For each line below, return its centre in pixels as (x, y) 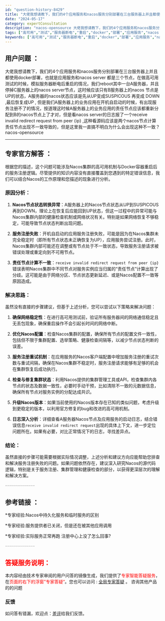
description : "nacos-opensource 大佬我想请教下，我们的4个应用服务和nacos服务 (81, 28)
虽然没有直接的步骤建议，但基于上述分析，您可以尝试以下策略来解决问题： (80, 307)
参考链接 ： (22, 502)
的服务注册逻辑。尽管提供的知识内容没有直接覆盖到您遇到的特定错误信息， (80, 173)
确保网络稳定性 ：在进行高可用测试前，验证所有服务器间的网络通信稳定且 (85, 317)
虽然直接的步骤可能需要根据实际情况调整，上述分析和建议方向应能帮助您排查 (82, 457)
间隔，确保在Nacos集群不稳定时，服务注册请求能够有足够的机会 (94, 363)
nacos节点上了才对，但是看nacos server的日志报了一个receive (84, 115)
